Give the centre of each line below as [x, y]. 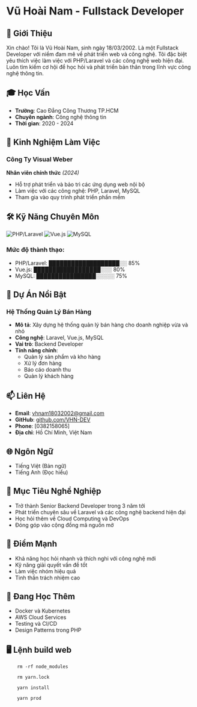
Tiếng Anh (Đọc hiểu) [41, 472]
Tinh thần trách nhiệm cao [47, 578]
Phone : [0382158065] [42, 426]
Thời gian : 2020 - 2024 [44, 123]
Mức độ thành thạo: [35, 250]
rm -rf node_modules [43, 667]
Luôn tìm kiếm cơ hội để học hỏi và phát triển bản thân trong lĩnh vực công [98, 67]
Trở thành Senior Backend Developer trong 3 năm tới [80, 506]
